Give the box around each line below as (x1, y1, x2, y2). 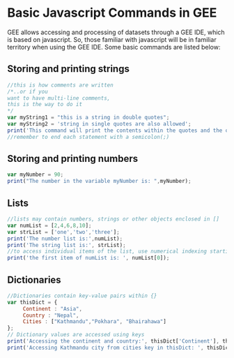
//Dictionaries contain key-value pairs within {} (7, 292, 157, 299)
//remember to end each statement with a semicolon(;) (7, 133, 170, 140)
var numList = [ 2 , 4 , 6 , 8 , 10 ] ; (7, 222, 92, 229)
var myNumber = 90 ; (7, 171, 64, 179)
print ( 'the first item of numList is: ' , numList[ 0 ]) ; (7, 255, 170, 262)
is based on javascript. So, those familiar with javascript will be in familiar (7, 35, 217, 43)
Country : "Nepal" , (22, 312, 79, 319)
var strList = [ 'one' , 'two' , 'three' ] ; (7, 228, 120, 235)
